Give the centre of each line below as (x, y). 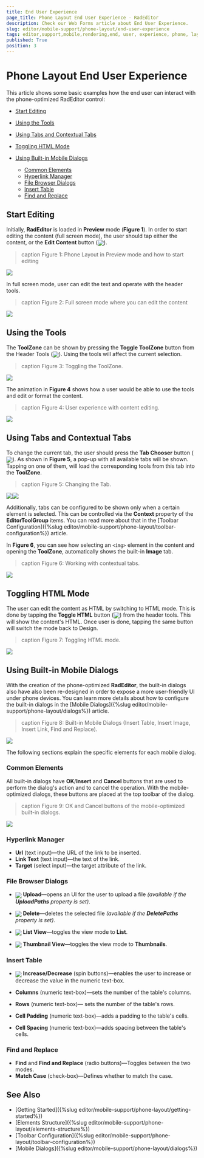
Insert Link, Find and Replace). (59, 729)
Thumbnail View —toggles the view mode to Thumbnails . (95, 944)
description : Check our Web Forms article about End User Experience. (97, 23)
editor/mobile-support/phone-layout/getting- (135, 1109)
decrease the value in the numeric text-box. (70, 980)
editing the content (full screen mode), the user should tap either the (92, 236)
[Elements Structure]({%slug (51, 1122)
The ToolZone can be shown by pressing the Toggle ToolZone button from (100, 348)
